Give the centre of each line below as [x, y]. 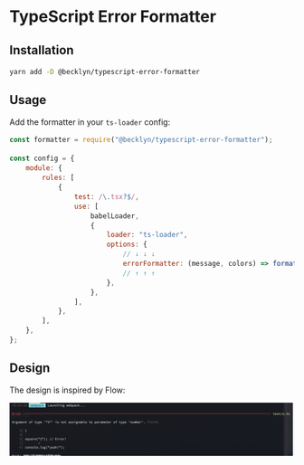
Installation [42, 50]
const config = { [42, 159]
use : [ [86, 206]
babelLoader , [115, 216]
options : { [127, 245]
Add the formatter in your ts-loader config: [90, 122]
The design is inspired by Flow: [67, 390]
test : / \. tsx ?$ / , [107, 196]
